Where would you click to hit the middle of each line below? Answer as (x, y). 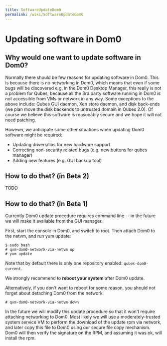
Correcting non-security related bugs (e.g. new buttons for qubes (80, 150)
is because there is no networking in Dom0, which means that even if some (82, 82)
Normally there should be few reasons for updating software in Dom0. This (82, 77)
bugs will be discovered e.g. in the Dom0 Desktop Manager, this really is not (83, 88)
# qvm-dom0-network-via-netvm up (40, 250)
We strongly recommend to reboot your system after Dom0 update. (75, 278)
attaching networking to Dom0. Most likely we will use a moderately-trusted (83, 317)
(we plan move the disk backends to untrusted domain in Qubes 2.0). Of (79, 109)
